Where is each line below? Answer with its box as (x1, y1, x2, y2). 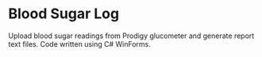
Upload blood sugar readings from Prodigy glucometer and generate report (8, 31, 255, 40)
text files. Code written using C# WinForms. (8, 39, 151, 48)
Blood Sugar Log (8, 5, 120, 23)
